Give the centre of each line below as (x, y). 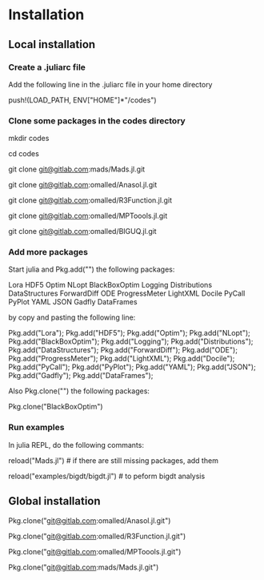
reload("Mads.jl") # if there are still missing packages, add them (113, 460)
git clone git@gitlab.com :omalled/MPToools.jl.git (88, 216)
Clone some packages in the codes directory (97, 120)
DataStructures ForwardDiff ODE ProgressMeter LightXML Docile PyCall (127, 293)
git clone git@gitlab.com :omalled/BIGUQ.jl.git (83, 232)
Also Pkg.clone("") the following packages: (79, 391)
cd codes (24, 154)
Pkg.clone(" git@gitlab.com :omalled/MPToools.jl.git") (95, 551)
